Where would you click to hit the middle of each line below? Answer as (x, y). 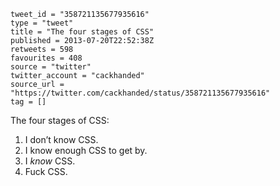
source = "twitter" (51, 67)
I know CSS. (50, 161)
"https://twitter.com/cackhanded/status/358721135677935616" (140, 93)
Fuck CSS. (46, 171)
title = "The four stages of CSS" (82, 32)
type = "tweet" (42, 23)
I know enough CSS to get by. (86, 150)
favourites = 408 (46, 58)
